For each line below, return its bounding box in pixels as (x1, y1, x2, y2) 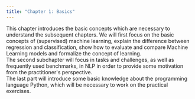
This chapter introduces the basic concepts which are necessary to (6, 25, 170, 32)
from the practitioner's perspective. (6, 68, 93, 75)
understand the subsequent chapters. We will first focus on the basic (6, 31, 174, 38)
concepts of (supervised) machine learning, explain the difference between (6, 37, 190, 44)
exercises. (6, 87, 31, 94)
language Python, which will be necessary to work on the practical (6, 81, 168, 88)
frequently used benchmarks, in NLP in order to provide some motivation (6, 62, 184, 70)
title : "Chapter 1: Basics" (6, 8, 76, 15)
